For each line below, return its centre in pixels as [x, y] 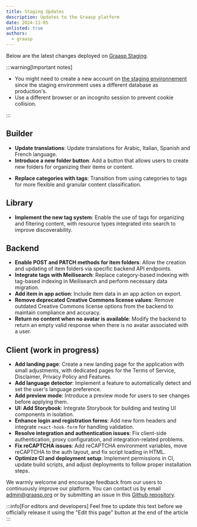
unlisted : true [25, 28]
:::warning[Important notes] [39, 67]
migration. [27, 287]
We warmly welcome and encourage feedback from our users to [84, 482]
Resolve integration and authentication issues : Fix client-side [90, 433]
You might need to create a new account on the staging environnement [101, 78]
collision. [25, 104]
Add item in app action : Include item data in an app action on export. [98, 294]
